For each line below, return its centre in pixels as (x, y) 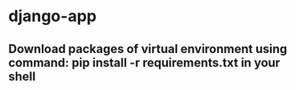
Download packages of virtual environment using (148, 49)
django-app (52, 16)
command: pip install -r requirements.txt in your (144, 62)
